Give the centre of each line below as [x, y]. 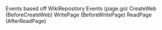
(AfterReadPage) [26, 21]
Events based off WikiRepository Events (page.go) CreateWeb [81, 9]
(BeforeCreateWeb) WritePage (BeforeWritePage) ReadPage [79, 15]
